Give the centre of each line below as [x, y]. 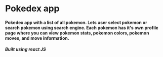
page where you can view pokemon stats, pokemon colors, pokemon [77, 33]
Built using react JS [25, 49]
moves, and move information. [37, 38]
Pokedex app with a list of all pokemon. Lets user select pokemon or [76, 22]
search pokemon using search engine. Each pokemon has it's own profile [82, 28]
